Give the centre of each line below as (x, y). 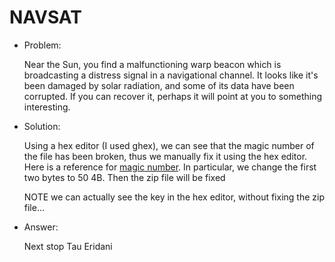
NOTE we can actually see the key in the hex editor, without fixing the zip (174, 197)
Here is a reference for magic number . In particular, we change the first (170, 167)
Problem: (42, 45)
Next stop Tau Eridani (68, 246)
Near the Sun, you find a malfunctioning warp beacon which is (152, 64)
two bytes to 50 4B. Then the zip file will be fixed (124, 177)
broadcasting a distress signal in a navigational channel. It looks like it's (171, 75)
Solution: (42, 126)
